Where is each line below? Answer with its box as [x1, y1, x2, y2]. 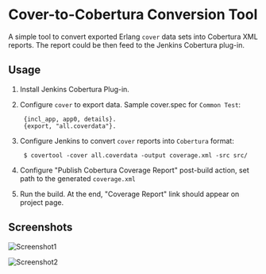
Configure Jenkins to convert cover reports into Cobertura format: [19, 136, 234, 145]
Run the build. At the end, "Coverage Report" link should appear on [19, 189, 240, 199]
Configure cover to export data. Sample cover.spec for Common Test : [19, 99, 241, 109]
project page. [19, 197, 64, 207]
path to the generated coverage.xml [19, 173, 137, 183]
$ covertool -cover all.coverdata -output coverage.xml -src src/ [23, 151, 248, 160]
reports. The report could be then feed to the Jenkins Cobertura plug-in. [8, 40, 245, 49]
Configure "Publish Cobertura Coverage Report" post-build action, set [19, 165, 249, 175]
